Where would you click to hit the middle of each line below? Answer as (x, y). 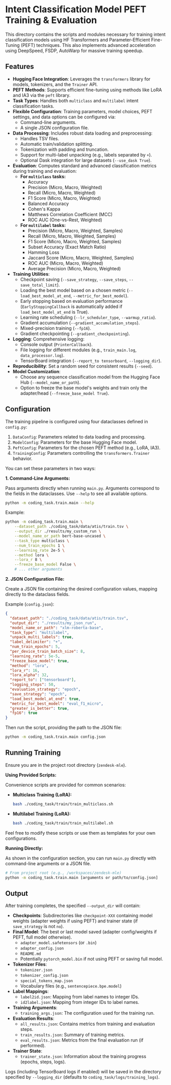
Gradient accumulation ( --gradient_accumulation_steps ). (80, 323)
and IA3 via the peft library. (41, 95)
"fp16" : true (24, 713)
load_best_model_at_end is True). (54, 312)
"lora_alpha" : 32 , (30, 675)
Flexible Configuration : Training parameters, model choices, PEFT (82, 111)
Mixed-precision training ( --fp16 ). (56, 328)
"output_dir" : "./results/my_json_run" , (53, 623)
